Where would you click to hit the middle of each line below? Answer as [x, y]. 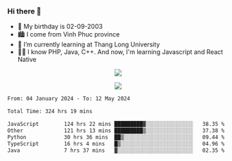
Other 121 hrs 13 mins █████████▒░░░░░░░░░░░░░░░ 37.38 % [116, 130]
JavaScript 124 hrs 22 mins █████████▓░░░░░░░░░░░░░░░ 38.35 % [116, 124]
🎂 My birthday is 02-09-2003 [60, 27]
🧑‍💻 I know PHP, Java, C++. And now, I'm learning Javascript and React [120, 52]
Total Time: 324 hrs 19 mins [50, 112]
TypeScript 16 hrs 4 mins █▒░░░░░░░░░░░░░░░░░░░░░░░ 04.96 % [116, 143]
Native [27, 60]
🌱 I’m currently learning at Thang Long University [89, 44]
